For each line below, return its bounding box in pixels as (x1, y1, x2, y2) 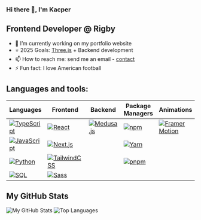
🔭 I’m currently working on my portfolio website (14, 39, 132, 47)
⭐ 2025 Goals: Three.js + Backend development (14, 46, 133, 53)
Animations (159, 105, 193, 114)
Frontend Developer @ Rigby (6, 24, 115, 34)
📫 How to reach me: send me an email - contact (14, 55, 135, 62)
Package (125, 102, 151, 110)
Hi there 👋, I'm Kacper (6, 5, 71, 14)
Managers (123, 109, 154, 117)
